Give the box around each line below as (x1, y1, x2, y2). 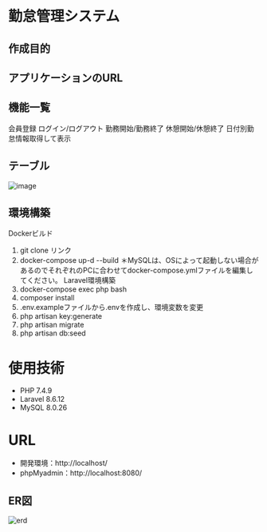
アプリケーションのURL (8, 71, 124, 85)
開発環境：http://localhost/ (19, 459, 108, 468)
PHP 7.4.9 (19, 386, 53, 395)
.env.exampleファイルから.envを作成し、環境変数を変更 (19, 303, 204, 312)
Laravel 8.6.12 (19, 395, 65, 404)
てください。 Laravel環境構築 (19, 276, 116, 285)
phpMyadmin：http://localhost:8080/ (19, 468, 143, 478)
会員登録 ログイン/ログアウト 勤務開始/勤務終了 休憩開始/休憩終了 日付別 (8, 123, 247, 133)
